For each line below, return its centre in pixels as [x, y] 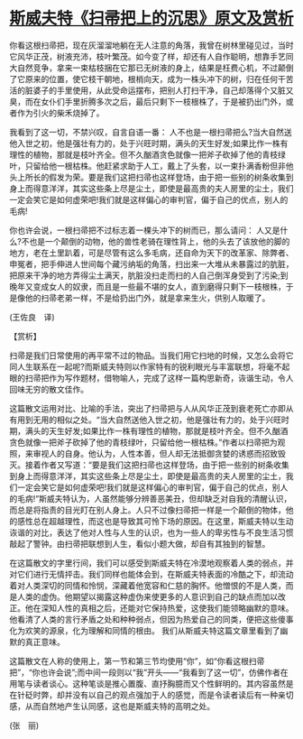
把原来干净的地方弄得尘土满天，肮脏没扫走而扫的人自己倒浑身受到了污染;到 [149, 275]
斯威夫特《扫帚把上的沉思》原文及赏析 [152, 18]
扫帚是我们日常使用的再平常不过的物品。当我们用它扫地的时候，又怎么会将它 [151, 355]
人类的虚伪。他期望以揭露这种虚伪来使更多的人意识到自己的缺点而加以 [147, 596]
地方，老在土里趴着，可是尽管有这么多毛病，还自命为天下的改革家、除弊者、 [151, 253]
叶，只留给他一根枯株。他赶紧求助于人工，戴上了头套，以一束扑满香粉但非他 [151, 166]
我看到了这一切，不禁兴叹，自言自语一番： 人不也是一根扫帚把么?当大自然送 [151, 132]
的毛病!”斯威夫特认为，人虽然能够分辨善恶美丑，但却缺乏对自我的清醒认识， [151, 498]
